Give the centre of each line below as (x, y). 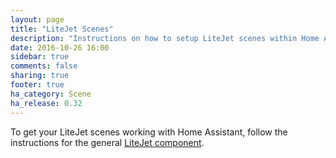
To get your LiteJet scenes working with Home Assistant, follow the (149, 132)
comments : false (44, 66)
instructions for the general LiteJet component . (107, 142)
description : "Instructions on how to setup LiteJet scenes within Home (165, 38)
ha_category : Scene (51, 94)
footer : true (37, 85)
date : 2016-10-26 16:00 (60, 47)
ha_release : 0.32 (46, 103)
